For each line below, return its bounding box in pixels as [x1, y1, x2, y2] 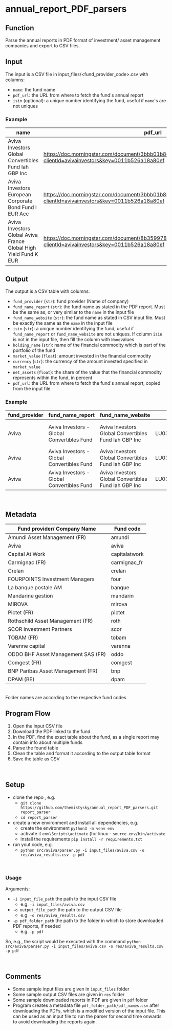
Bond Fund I [8, 204, 37, 211]
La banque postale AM [8, 584, 62, 591]
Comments [5, 972, 41, 981]
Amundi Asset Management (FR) [8, 534, 87, 541]
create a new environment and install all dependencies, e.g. [12, 819, 139, 826]
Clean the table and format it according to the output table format [12, 750, 151, 756]
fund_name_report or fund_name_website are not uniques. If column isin [12, 331, 163, 337]
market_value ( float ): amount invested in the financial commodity [12, 352, 152, 359]
